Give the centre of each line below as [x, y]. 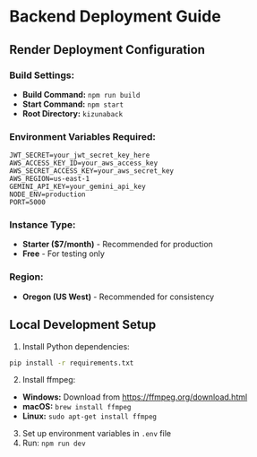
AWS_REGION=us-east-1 [50, 179]
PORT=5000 [28, 203]
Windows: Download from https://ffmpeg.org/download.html [135, 397]
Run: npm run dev [54, 443]
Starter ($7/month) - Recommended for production [117, 245]
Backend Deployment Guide [115, 17]
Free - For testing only [64, 254]
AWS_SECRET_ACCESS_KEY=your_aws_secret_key [92, 171]
